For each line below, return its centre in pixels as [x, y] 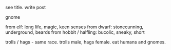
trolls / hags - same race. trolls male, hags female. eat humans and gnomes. [85, 42]
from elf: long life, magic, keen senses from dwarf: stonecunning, [74, 27]
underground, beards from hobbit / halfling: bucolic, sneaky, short [75, 32]
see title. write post [26, 7]
